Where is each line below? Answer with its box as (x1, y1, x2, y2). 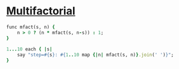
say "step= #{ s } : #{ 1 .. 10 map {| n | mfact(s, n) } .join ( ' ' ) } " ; (17, 52, 174, 58)
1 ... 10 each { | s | (6, 46, 52, 52)
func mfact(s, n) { (6, 24, 55, 30)
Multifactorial (6, 4, 75, 18)
